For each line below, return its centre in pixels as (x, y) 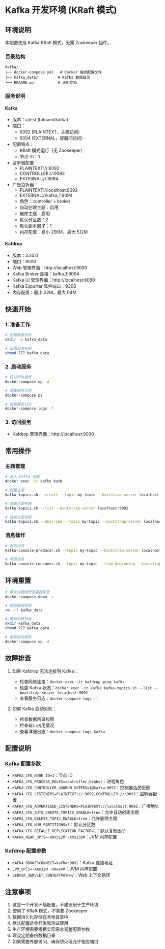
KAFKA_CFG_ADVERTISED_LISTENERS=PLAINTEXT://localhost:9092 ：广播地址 (86, 806)
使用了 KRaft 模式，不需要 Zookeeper (50, 911)
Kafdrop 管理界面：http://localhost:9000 (53, 434)
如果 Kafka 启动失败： (34, 709)
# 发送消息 (15, 546)
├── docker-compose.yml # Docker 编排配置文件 (54, 72)
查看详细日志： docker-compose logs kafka (62, 731)
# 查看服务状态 (18, 390)
